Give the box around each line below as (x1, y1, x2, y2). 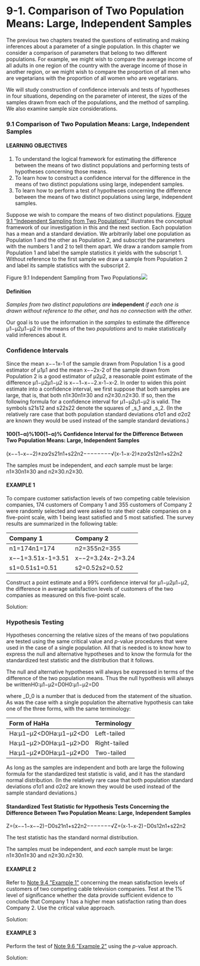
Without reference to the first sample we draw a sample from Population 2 (6, 255, 188, 263)
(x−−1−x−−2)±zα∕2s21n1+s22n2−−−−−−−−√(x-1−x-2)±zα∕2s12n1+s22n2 (6, 450, 183, 457)
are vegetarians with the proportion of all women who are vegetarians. (6, 74, 179, 82)
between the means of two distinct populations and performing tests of (14, 162, 190, 169)
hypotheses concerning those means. (14, 168, 108, 175)
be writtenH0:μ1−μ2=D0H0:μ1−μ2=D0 (6, 681, 99, 688)
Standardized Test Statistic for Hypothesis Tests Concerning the (6, 803, 170, 810)
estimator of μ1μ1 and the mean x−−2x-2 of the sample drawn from (6, 366, 170, 373)
